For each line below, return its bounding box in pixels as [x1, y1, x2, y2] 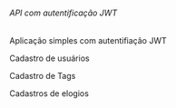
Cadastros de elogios [9, 88, 89, 99]
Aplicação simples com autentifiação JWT [9, 35, 167, 46]
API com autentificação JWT [9, 7, 118, 18]
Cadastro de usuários [9, 53, 90, 64]
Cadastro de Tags [9, 71, 76, 82]
